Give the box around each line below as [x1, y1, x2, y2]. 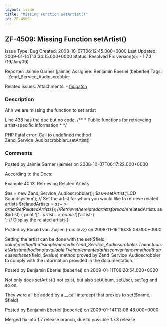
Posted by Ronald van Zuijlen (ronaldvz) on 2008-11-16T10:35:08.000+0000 [5, 226, 162, 232]
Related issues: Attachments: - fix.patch [5, 83, 87, 90]
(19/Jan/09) [5, 59, 29, 65]
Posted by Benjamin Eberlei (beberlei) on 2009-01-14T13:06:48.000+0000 [5, 307, 159, 313]
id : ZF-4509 [5, 16, 30, 21]
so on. [5, 282, 18, 288]
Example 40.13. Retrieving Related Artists [5, 180, 89, 186]
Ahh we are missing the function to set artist [5, 107, 96, 113]
